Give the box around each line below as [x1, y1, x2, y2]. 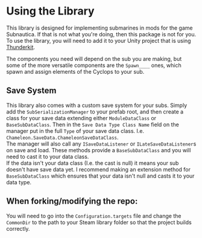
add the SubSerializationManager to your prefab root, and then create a [6, 108, 184, 115]
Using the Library [6, 4, 95, 18]
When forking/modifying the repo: [6, 196, 138, 207]
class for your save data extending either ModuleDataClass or [6, 114, 157, 121]
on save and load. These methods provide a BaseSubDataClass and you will [6, 146, 191, 153]
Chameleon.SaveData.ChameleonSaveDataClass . [6, 133, 119, 141]
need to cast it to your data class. [6, 153, 89, 160]
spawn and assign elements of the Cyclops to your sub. [6, 68, 145, 75]
